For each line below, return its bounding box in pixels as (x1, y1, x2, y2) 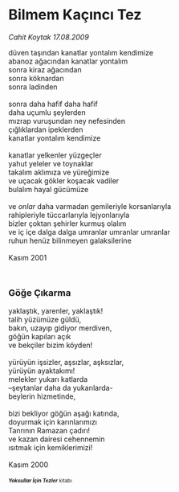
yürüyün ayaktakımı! (8, 366, 75, 375)
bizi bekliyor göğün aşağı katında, (8, 408, 120, 418)
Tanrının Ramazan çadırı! (8, 425, 91, 435)
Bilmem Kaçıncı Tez (8, 6, 142, 24)
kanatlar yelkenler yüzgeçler (8, 150, 102, 160)
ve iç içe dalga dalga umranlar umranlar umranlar (8, 227, 171, 236)
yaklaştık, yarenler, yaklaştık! (8, 305, 104, 315)
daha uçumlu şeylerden (8, 107, 86, 117)
